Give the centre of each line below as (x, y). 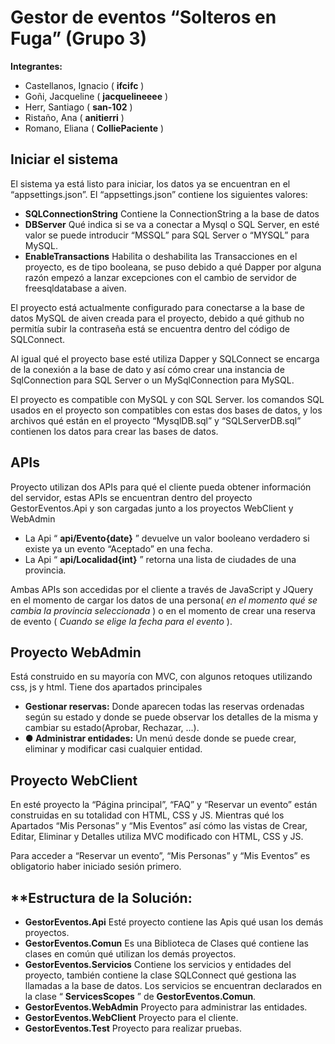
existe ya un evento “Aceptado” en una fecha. (118, 548)
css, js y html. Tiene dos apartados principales (106, 687)
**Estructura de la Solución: (101, 897)
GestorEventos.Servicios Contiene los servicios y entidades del (158, 964)
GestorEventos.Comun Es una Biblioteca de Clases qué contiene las (166, 943)
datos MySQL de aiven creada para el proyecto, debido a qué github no (157, 318)
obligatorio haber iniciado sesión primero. (96, 867)
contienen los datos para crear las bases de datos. (114, 431)
